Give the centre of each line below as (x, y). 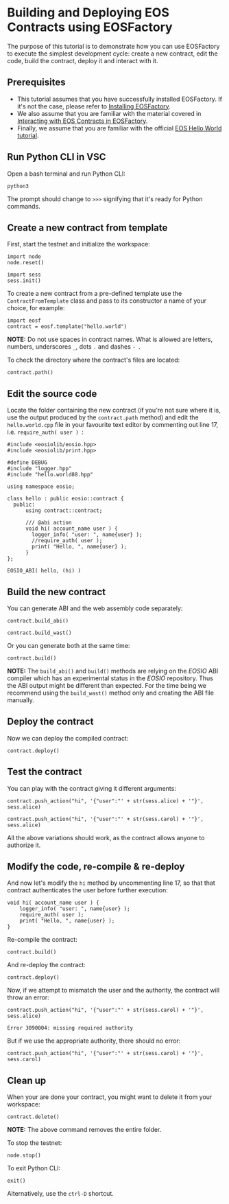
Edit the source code (52, 394)
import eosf (24, 321)
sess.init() (24, 281)
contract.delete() (33, 1117)
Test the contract (45, 772)
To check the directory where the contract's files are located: (94, 360)
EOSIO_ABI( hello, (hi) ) (44, 571)
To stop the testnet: (35, 1143)
